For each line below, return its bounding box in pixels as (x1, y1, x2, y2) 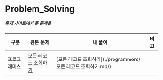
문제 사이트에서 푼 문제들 (5, 20, 51, 26)
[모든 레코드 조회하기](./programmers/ (56, 56, 141, 63)
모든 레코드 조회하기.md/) (56, 63, 112, 70)
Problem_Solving (5, 3, 75, 15)
